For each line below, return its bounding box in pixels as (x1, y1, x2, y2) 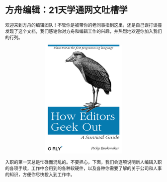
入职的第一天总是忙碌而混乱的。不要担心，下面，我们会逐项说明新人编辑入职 (5, 159, 162, 165)
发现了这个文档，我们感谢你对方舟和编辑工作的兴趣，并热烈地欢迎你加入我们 (5, 28, 162, 34)
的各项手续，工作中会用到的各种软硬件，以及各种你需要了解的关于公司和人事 (5, 165, 162, 171)
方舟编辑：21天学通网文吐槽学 (5, 4, 128, 16)
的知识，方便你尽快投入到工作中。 (5, 171, 75, 177)
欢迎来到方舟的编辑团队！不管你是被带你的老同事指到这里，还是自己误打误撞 (5, 22, 162, 28)
